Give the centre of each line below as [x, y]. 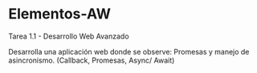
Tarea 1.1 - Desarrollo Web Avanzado [69, 36]
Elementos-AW [59, 14]
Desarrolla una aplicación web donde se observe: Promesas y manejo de [129, 51]
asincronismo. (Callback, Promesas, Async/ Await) [92, 60]
